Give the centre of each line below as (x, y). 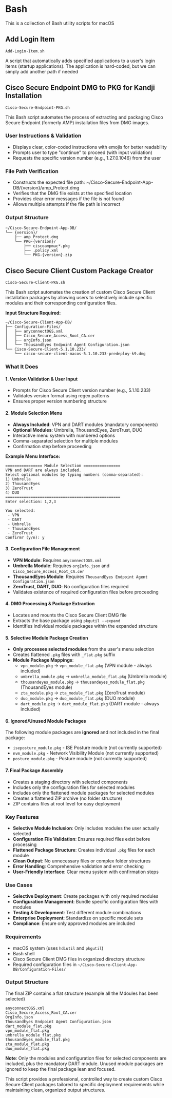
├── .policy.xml (41, 251)
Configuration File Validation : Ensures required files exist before (81, 839)
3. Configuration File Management (43, 549)
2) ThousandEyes (23, 484)
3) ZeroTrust (19, 488)
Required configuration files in (45, 964)
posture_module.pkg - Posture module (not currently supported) (80, 759)
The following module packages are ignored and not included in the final (82, 733)
